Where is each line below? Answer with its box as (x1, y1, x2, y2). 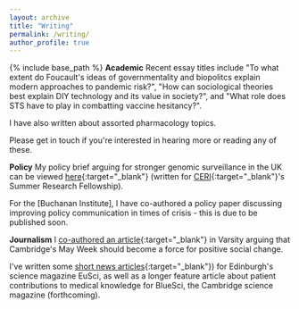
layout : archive (9, 13, 70, 22)
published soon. (9, 217, 69, 228)
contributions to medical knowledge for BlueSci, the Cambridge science (9, 280, 274, 291)
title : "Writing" (9, 21, 74, 30)
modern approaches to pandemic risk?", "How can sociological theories (9, 81, 274, 92)
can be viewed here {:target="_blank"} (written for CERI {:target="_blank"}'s (9, 171, 286, 182)
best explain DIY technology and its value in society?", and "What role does (9, 91, 287, 102)
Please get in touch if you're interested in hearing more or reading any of (9, 135, 277, 146)
